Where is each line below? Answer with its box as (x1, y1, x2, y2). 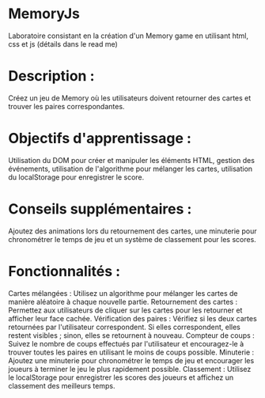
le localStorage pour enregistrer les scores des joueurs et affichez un (8, 373, 234, 382)
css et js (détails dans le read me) (8, 39, 119, 48)
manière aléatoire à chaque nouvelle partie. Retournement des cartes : (8, 297, 238, 306)
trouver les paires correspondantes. (8, 101, 125, 111)
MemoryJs (8, 5, 81, 23)
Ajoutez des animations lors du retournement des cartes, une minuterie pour (8, 226, 257, 236)
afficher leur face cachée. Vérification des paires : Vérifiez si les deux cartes (8, 313, 257, 323)
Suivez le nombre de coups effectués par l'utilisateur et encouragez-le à (8, 339, 244, 348)
